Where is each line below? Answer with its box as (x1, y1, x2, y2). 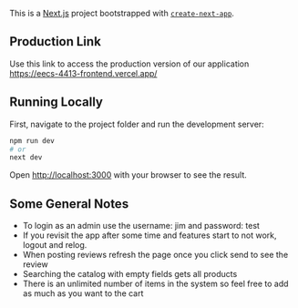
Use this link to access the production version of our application (9, 58, 250, 69)
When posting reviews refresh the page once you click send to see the (22, 250, 289, 261)
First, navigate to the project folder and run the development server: (9, 118, 264, 129)
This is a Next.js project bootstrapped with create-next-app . (9, 8, 235, 18)
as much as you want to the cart (22, 288, 144, 299)
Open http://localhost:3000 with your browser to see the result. (9, 169, 248, 180)
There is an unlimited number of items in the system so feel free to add (22, 278, 289, 290)
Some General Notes (9, 196, 129, 211)
